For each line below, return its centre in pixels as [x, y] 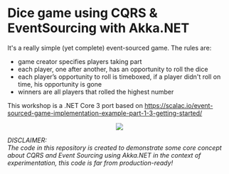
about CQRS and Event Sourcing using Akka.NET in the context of [104, 155]
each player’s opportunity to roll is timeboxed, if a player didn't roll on [119, 77]
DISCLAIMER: [27, 140]
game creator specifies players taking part [80, 61]
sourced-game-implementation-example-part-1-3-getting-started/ [105, 113]
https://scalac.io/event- [179, 105]
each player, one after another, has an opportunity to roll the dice [113, 69]
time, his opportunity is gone [59, 84]
